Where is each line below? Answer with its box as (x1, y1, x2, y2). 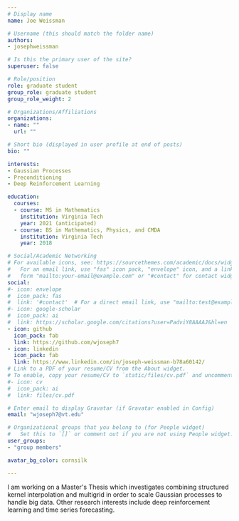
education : (7, 193, 40, 200)
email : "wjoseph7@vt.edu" (7, 411, 84, 418)
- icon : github (7, 325, 53, 332)
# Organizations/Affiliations (7, 108, 97, 115)
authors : (7, 36, 33, 43)
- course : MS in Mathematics (14, 207, 100, 214)
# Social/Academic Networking (7, 252, 97, 260)
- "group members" (7, 443, 62, 451)
